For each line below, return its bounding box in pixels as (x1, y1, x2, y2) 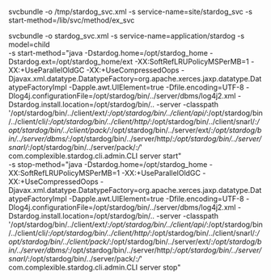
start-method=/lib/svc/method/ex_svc (8, 15, 135, 25)
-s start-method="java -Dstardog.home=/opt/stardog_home (8, 48, 209, 57)
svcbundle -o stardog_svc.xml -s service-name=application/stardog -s (8, 31, 245, 40)
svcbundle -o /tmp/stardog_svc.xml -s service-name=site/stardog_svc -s (8, 7, 253, 16)
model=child (8, 40, 50, 49)
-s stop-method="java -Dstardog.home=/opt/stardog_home (8, 160, 208, 169)
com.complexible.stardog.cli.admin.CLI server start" (8, 151, 182, 161)
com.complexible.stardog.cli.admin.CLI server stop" (8, 262, 181, 272)
